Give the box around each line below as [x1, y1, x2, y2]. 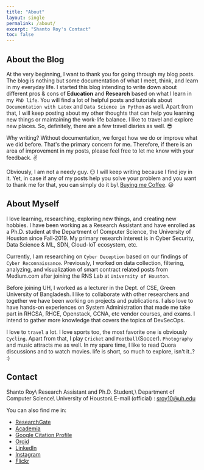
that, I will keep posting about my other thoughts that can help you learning [6, 109, 195, 117]
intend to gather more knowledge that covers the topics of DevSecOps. [6, 316, 185, 324]
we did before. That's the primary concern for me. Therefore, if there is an [6, 140, 192, 148]
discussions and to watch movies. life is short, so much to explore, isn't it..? [6, 347, 195, 355]
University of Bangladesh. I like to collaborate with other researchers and [6, 291, 189, 298]
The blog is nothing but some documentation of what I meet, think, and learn [6, 77, 199, 84]
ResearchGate [15, 418, 51, 425]
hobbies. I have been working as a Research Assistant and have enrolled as [6, 221, 196, 229]
